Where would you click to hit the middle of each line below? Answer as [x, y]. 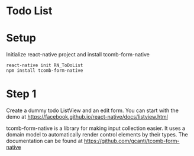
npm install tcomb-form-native [45, 71]
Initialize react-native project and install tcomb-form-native [78, 55]
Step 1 [21, 94]
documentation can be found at [44, 141]
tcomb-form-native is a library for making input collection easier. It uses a [96, 128]
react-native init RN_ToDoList [45, 66]
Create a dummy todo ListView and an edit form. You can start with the [93, 110]
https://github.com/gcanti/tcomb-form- [132, 141]
